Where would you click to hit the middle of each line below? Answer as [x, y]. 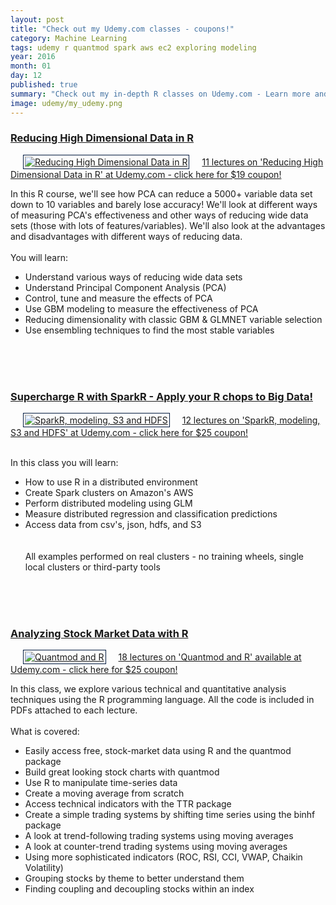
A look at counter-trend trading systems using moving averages [156, 847]
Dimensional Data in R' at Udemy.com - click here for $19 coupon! [146, 174]
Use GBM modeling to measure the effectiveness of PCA [141, 308]
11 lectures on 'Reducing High [262, 162]
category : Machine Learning [69, 38]
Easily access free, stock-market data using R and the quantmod [158, 751]
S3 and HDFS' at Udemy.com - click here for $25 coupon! [129, 433]
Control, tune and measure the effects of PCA [118, 298]
